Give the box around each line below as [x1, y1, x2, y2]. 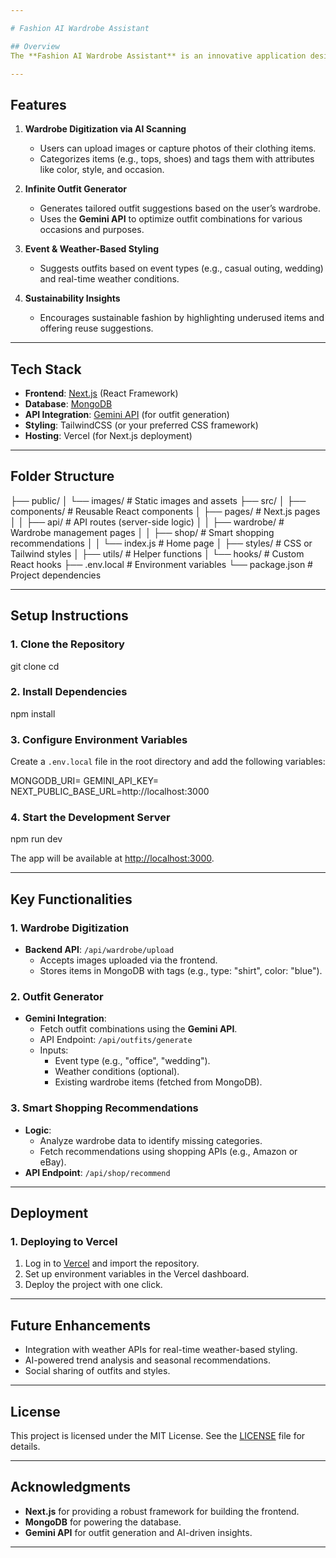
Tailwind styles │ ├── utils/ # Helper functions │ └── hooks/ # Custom [10, 547, 305, 560]
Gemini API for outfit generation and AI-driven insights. [24, 1526, 253, 1538]
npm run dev [10, 833, 63, 845]
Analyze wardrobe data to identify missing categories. [39, 1134, 263, 1146]
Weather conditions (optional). [54, 1066, 180, 1078]
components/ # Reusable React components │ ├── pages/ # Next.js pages [10, 505, 321, 517]
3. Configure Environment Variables [10, 732, 188, 746]
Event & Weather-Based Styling [24, 243, 159, 255]
